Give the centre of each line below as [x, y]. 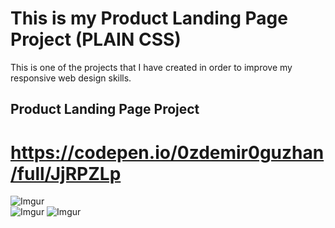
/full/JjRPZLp [66, 173]
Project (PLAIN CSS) [96, 39]
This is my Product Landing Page [149, 18]
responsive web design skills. [71, 78]
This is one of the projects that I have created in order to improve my [151, 67]
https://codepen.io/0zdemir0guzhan [167, 152]
